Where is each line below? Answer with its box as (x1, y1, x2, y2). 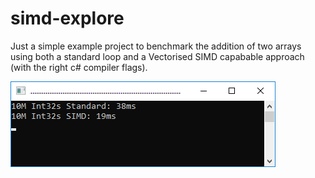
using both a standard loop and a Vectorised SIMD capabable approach (10, 50, 305, 62)
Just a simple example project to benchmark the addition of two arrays (10, 40, 302, 52)
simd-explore (10, 7, 125, 30)
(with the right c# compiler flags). (10, 61, 148, 73)
